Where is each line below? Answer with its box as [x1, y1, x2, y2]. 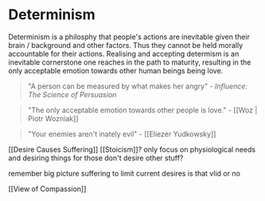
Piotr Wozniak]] [27, 113, 79, 123]
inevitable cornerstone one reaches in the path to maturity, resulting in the [8, 57, 251, 67]
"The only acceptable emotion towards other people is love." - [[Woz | [27, 105, 258, 115]
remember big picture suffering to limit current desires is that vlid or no [8, 168, 241, 178]
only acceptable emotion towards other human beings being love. [8, 65, 224, 75]
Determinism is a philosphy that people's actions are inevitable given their [8, 32, 251, 41]
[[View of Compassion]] [8, 183, 87, 193]
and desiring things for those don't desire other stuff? [8, 153, 184, 163]
